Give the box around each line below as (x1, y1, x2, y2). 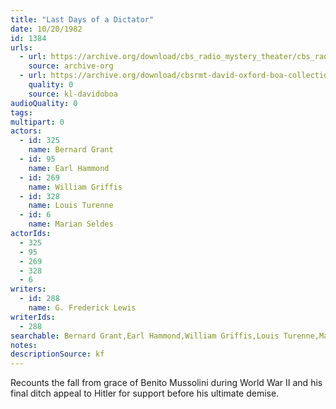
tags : (10, 107, 33, 118)
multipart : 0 (10, 117, 65, 127)
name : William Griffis (28, 182, 123, 192)
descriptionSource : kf (10, 349, 105, 360)
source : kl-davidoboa (28, 89, 118, 99)
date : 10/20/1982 (10, 24, 83, 34)
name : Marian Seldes (28, 219, 114, 230)
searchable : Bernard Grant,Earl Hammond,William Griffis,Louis (10, 331, 280, 341)
